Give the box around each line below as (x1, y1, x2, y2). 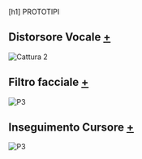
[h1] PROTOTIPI (8, 7, 60, 16)
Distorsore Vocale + (8, 30, 111, 44)
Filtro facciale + (8, 75, 89, 89)
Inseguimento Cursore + (8, 121, 134, 135)
